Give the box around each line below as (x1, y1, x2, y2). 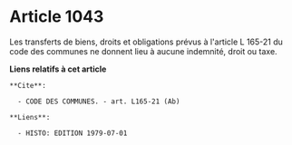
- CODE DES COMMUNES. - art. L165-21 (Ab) (17, 97, 180, 106)
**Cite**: (9, 81, 47, 90)
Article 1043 (9, 6, 104, 27)
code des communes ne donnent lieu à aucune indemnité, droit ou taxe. (9, 45, 278, 56)
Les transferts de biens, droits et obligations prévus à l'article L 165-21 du (9, 36, 284, 47)
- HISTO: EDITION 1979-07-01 (17, 129, 128, 138)
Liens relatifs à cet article (9, 63, 107, 74)
